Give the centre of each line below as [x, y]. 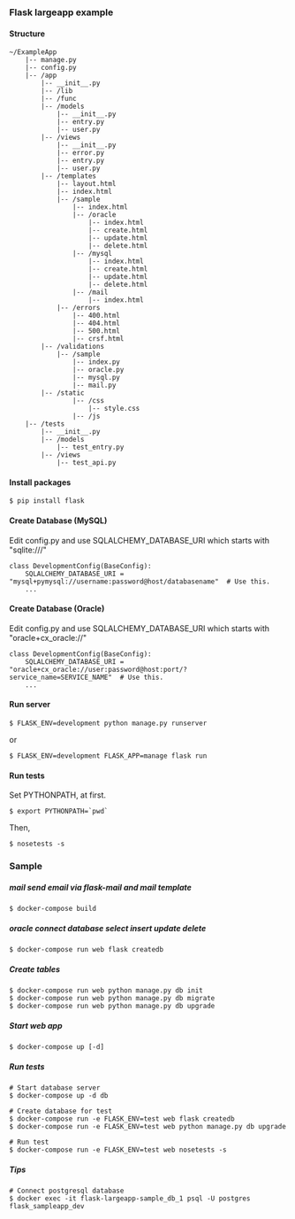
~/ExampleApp [33, 52]
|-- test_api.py [86, 463]
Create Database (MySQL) [58, 521]
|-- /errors [78, 308]
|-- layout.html [86, 184]
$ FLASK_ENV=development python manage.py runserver [108, 723]
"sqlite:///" [28, 550]
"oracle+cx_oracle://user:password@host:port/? [98, 669]
